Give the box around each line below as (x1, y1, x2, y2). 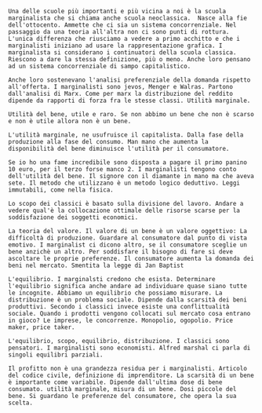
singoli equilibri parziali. (8, 351, 104, 359)
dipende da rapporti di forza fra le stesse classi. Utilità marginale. (8, 97, 251, 104)
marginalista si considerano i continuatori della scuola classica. (8, 49, 237, 57)
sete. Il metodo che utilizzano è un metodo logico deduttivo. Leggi (8, 179, 241, 187)
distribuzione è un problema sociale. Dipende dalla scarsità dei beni (8, 296, 247, 304)
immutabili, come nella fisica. (8, 186, 114, 194)
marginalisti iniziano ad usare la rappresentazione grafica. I (8, 42, 223, 49)
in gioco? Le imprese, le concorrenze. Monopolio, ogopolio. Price (8, 316, 234, 324)
